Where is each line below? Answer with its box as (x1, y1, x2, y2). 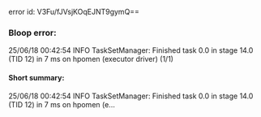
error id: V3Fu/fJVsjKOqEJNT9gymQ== (8, 7, 140, 16)
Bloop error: (8, 27, 57, 38)
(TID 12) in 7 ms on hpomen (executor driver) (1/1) (8, 54, 174, 64)
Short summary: (8, 72, 65, 82)
